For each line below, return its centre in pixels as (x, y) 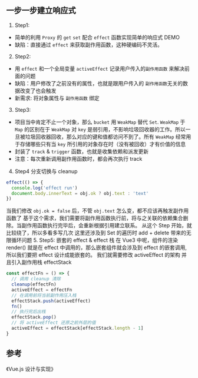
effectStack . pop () (34, 317)
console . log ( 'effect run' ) (44, 188)
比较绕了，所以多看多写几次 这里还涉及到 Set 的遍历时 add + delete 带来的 (96, 233)
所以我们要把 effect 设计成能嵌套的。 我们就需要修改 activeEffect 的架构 (93, 255)
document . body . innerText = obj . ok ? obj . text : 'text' (80, 193)
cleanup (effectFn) (34, 284)
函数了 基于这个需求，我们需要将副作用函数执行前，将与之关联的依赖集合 (95, 218)
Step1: (22, 25)
